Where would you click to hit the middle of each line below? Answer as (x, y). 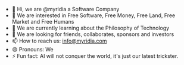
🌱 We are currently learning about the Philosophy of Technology (91, 28)
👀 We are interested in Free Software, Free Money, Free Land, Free (93, 15)
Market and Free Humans (43, 22)
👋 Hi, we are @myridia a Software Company (66, 9)
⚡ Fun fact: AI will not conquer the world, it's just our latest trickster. (95, 56)
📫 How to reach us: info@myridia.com (59, 41)
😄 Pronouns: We (32, 49)
